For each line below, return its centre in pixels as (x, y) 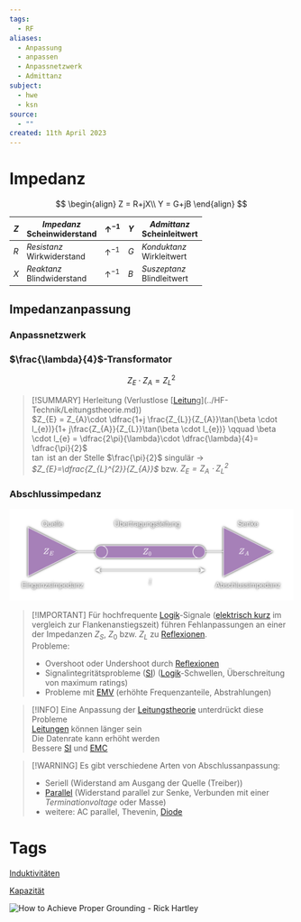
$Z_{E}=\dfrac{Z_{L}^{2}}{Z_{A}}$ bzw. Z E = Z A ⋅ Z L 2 (130, 469)
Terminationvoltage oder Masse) (105, 802)
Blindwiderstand (57, 279)
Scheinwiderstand (62, 234)
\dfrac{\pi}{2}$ (59, 447)
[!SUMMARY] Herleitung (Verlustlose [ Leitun (114, 400)
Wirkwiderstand (56, 256)
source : (24, 114)
